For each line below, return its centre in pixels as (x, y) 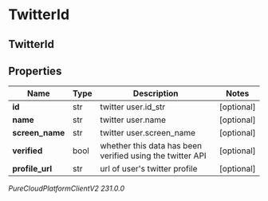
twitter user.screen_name (148, 133)
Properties (35, 71)
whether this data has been (151, 146)
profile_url (32, 169)
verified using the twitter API (153, 156)
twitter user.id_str (133, 107)
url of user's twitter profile (149, 169)
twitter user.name (133, 120)
